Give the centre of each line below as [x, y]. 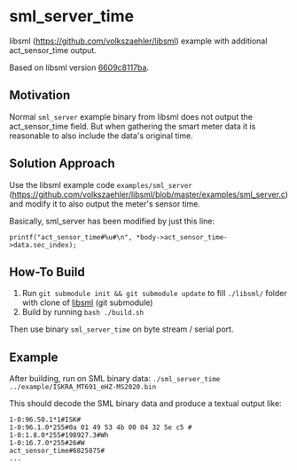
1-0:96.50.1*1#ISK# [45, 420]
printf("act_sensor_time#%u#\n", [71, 237]
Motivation [40, 95]
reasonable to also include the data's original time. [101, 136]
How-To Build [47, 272]
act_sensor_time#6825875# [57, 451]
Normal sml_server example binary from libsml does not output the [131, 116]
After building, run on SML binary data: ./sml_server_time [115, 379]
